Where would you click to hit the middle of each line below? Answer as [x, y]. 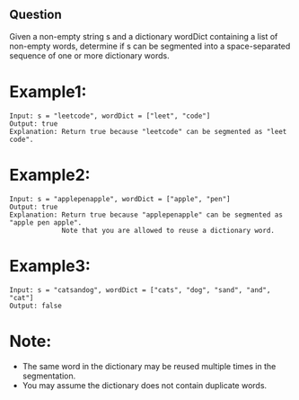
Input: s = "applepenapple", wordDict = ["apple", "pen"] [120, 199]
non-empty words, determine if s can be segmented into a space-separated [150, 46]
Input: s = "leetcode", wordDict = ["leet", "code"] [110, 116]
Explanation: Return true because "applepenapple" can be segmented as [146, 215]
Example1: [48, 92]
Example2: [50, 175]
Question [35, 15]
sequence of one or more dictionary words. [89, 55]
